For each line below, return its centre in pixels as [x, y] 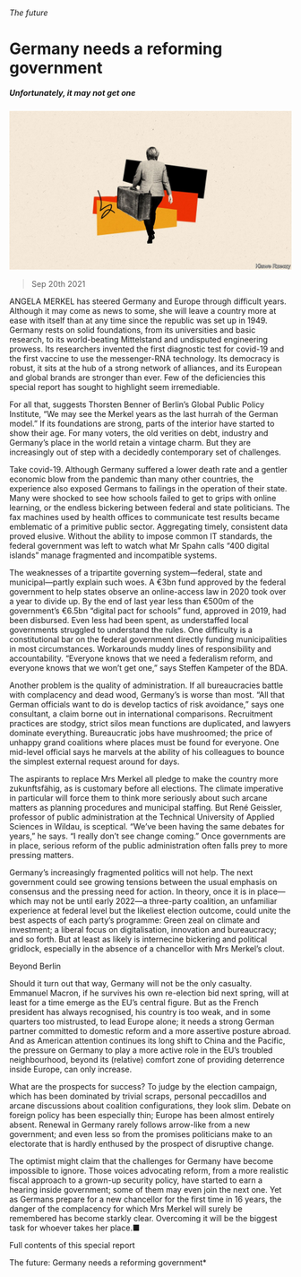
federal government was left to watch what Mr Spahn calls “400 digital [139, 546]
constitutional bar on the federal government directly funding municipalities [148, 639]
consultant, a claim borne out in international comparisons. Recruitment [141, 714]
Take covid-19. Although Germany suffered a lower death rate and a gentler [149, 470]
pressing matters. [42, 856]
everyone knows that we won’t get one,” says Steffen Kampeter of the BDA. [149, 668]
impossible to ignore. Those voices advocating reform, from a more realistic [149, 1171]
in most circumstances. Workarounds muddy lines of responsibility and [140, 649]
